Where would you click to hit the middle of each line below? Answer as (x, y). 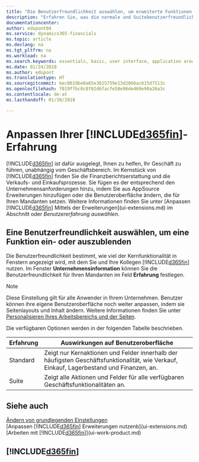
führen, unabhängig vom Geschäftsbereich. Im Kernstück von (81, 170)
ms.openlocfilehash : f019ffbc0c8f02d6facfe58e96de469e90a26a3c (86, 89)
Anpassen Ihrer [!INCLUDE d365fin (93, 134)
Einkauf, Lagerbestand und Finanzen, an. (101, 368)
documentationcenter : (33, 23)
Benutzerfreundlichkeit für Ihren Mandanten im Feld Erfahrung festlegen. (95, 275)
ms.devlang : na (25, 45)
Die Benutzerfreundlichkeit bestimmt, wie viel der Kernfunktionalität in (92, 256)
